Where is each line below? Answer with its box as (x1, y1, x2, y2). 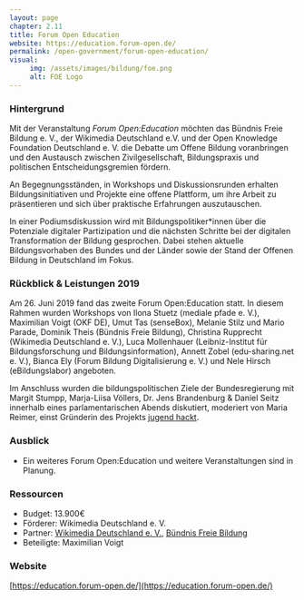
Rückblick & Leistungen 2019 (9, 277, 141, 290)
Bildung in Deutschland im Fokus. (9, 255, 134, 266)
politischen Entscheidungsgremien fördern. (9, 162, 171, 172)
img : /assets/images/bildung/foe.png (29, 64, 172, 74)
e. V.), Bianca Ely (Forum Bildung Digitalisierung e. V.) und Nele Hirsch (9, 356, 270, 367)
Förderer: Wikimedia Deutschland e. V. (22, 517, 166, 528)
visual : (9, 55, 39, 64)
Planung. (22, 465, 56, 476)
